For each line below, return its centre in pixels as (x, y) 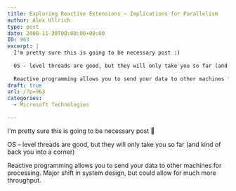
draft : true (25, 85)
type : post (23, 27)
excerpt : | (23, 46)
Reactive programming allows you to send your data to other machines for (114, 165)
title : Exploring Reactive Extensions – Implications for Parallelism (113, 14)
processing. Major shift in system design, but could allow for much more (112, 173)
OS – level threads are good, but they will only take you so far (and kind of (114, 144)
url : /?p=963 (26, 92)
